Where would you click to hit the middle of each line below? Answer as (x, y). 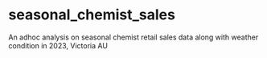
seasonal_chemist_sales (92, 15)
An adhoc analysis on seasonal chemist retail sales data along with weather (133, 37)
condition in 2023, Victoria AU (58, 45)
